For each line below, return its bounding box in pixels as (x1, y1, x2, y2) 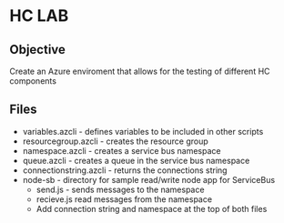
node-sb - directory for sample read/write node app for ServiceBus (22, 174, 276, 185)
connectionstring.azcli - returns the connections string (22, 165, 228, 176)
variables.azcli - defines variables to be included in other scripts (22, 126, 264, 137)
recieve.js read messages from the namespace (35, 193, 212, 205)
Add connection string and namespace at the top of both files (35, 203, 268, 214)
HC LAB (9, 5, 69, 26)
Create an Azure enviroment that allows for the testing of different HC (9, 66, 270, 76)
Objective (9, 42, 66, 57)
